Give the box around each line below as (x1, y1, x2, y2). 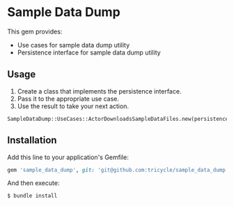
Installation (7, 134, 57, 147)
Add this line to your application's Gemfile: (7, 153, 129, 161)
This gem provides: (7, 27, 63, 36)
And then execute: (7, 179, 60, 187)
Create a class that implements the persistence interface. (17, 87, 182, 95)
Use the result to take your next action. (17, 102, 129, 110)
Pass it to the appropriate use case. (17, 94, 120, 103)
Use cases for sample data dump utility (17, 41, 130, 49)
